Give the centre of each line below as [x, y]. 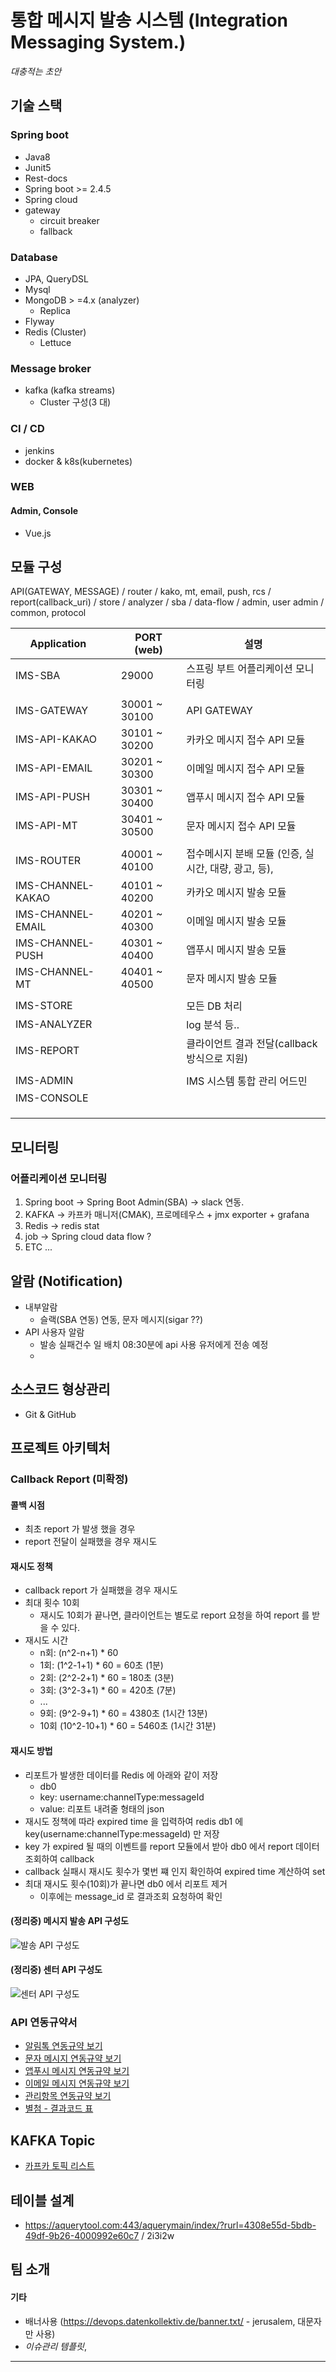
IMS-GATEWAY [52, 711]
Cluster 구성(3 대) [75, 402]
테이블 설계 [42, 2200]
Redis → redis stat [62, 1226]
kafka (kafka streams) [70, 390]
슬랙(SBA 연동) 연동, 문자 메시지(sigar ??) [121, 1319]
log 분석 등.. [213, 1025]
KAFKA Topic [53, 2140]
